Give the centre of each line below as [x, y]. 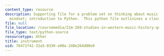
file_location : [20, 28]
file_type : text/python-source [37, 32]
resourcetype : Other [26, 37]
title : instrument [24, 41]
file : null [16, 23]
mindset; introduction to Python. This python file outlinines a [78, 19]
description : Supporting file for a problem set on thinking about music [82, 14]
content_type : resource [29, 9]
